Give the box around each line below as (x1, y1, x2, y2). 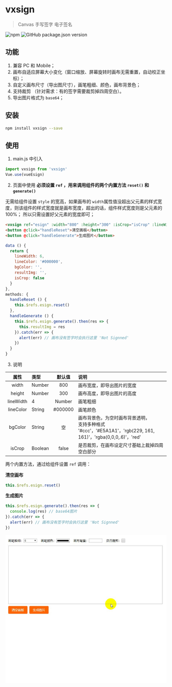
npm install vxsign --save (5, 125, 63, 131)
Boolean (31, 445, 50, 451)
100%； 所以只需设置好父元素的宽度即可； (5, 211, 95, 217)
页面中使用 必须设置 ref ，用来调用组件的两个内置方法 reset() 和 (12, 182, 149, 188)
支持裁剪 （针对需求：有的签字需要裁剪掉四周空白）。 (12, 88, 124, 94)
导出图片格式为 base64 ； (12, 94, 64, 101)
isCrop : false (14, 275, 45, 281)
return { (10, 248, 29, 254)
